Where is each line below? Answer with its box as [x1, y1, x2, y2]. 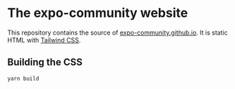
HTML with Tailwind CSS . [7, 35, 81, 44]
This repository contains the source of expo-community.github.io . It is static [7, 28, 228, 37]
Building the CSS [7, 57, 83, 69]
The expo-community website [7, 5, 188, 21]
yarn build [7, 75, 40, 82]
